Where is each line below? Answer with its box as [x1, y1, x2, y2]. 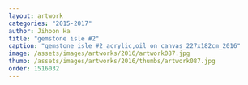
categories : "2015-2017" [8, 19, 92, 28]
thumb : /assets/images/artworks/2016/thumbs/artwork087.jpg [8, 57, 216, 66]
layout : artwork [8, 11, 63, 20]
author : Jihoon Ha [8, 27, 71, 35]
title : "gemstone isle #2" [8, 34, 100, 43]
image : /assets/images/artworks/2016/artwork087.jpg [8, 49, 190, 57]
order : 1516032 [8, 65, 60, 73]
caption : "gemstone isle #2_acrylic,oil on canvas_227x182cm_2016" [8, 42, 242, 50]
